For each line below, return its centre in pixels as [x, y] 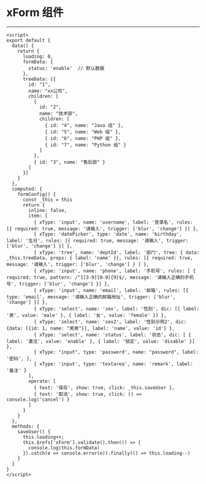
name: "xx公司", [48, 91]
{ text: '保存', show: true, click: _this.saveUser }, [104, 388]
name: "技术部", [59, 113]
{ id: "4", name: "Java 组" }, [84, 125]
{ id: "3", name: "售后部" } [69, 162]
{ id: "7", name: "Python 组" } [86, 145]
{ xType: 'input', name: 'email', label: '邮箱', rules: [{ [111, 290]
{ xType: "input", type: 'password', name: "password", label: [116, 352]
